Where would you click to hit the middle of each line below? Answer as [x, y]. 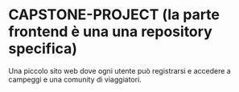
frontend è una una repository [110, 32]
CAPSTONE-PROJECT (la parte [114, 15]
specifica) [43, 49]
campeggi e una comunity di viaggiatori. [75, 79]
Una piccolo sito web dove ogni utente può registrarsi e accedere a [119, 70]
